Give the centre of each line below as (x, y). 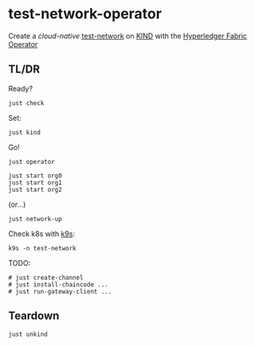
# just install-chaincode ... (59, 284)
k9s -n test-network (43, 248)
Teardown (34, 316)
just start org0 (35, 176)
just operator (32, 161)
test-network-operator (85, 14)
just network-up (35, 219)
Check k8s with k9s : (42, 233)
